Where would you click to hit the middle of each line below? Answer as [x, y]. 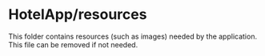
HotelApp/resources [78, 15]
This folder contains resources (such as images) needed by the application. [133, 36]
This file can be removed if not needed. [73, 44]
